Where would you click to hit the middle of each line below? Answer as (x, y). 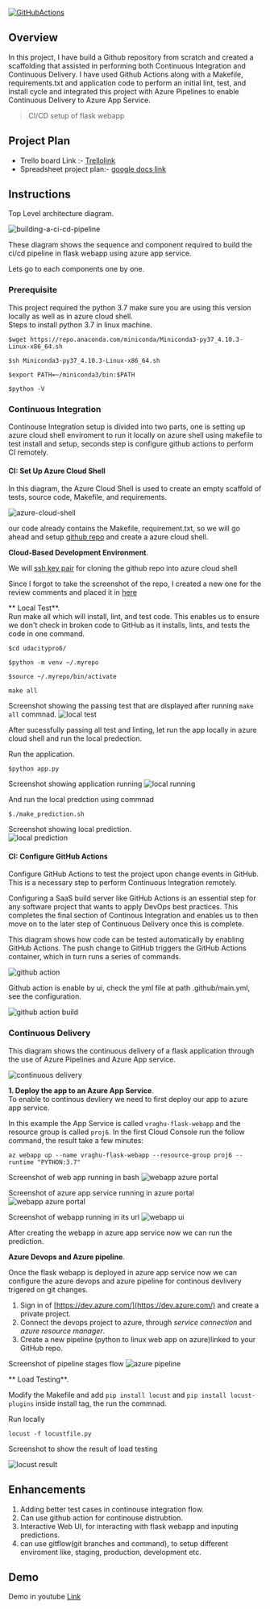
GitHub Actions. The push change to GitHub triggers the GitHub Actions (128, 948)
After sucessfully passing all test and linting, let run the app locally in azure (133, 730)
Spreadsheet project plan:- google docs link (93, 168)
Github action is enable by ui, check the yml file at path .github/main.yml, (129, 988)
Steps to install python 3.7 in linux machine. (81, 324)
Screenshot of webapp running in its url (74, 1216)
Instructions (39, 195)
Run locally (27, 1419)
